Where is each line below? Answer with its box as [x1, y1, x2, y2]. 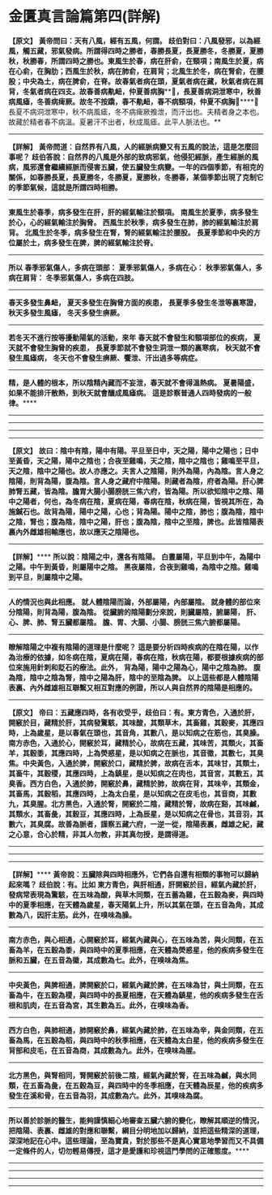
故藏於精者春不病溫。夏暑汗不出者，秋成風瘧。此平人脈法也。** [8, 117, 222, 127]
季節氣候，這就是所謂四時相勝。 [15, 182, 122, 192]
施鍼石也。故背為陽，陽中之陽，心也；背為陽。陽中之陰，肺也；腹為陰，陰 [8, 507, 257, 516]
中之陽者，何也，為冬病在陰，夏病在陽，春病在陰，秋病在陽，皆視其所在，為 [8, 496, 264, 506]
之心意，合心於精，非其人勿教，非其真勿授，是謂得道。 [8, 829, 193, 839]
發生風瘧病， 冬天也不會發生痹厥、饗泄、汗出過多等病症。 [8, 352, 202, 362]
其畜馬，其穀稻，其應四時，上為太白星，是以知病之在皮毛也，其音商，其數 [8, 788, 257, 798]
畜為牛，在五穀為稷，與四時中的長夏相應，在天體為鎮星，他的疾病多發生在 [8, 990, 257, 999]
